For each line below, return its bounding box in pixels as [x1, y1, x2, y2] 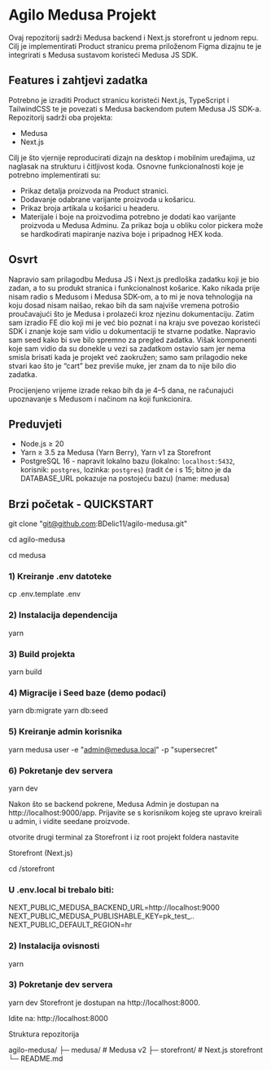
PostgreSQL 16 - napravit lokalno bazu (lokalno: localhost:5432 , [20, 456, 235, 466]
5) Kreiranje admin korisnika [8, 726, 122, 738]
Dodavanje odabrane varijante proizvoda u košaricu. [20, 194, 196, 204]
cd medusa [8, 550, 46, 560]
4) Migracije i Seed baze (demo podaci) [8, 687, 167, 698]
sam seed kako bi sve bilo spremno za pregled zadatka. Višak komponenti [8, 335, 257, 344]
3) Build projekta [8, 648, 76, 660]
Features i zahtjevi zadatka [8, 73, 148, 87]
